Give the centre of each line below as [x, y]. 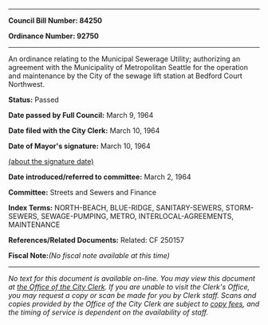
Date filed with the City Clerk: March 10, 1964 [84, 131]
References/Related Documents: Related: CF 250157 [97, 240]
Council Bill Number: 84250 [55, 20]
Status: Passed [34, 100]
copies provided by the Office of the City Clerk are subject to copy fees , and [134, 304]
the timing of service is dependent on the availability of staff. [108, 312]
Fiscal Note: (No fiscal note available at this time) [89, 255]
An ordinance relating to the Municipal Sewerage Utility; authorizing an [124, 59]
